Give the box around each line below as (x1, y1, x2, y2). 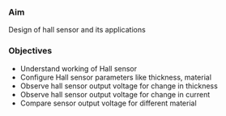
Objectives (8, 45, 53, 57)
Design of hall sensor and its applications (8, 25, 146, 35)
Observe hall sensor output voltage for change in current (19, 89, 211, 99)
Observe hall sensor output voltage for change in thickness (19, 80, 219, 91)
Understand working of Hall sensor (19, 63, 138, 73)
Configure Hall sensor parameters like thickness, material (19, 72, 212, 82)
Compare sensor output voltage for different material (19, 98, 197, 108)
